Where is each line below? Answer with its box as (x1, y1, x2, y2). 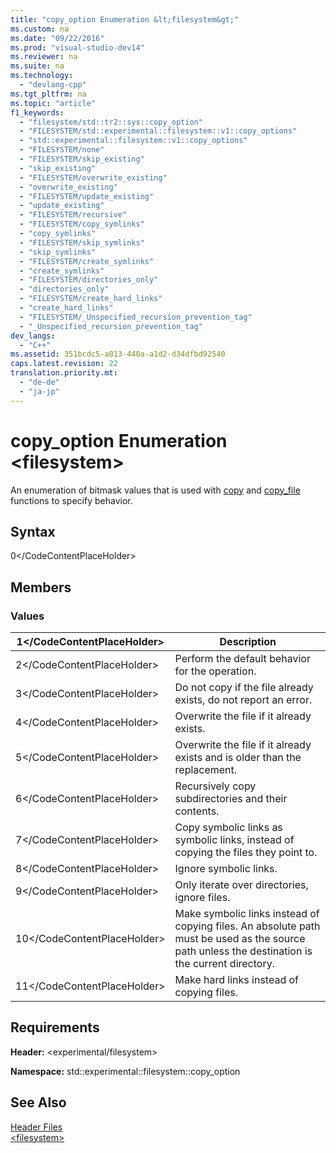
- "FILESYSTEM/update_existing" (19, 191, 155, 201)
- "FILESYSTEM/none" (19, 145, 105, 155)
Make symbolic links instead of (174, 907, 320, 921)
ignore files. (174, 891, 231, 905)
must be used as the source (174, 932, 306, 946)
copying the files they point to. (174, 846, 318, 860)
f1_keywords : (10, 107, 65, 118)
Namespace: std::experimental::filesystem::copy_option (10, 1065, 241, 1077)
